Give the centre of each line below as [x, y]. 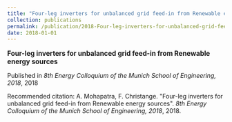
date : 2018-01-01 [32, 33]
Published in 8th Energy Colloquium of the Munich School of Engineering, [112, 75]
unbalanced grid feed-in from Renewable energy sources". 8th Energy [107, 103]
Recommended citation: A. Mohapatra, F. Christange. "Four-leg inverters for [115, 96]
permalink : [23, 26]
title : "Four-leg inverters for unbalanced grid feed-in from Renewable [114, 13]
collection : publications [44, 20]
